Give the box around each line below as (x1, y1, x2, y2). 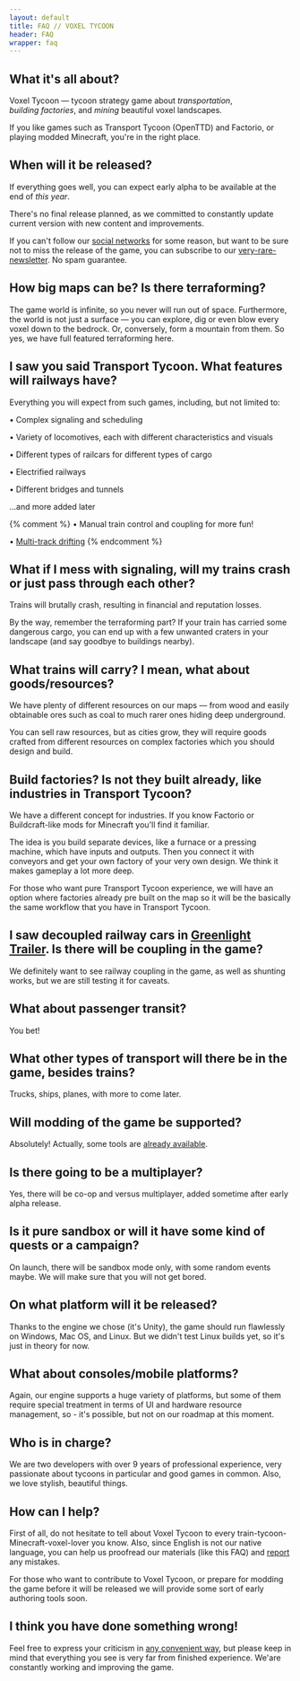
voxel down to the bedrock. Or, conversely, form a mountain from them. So (9, 323, 285, 334)
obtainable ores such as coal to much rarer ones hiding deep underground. (9, 710, 287, 721)
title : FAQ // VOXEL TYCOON (9, 22, 115, 31)
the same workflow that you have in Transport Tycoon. (9, 901, 210, 912)
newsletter (9, 254, 48, 265)
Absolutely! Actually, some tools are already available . (9, 1139, 209, 1150)
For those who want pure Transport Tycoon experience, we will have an (9, 882, 274, 893)
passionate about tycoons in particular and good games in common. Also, (9, 1468, 282, 1479)
